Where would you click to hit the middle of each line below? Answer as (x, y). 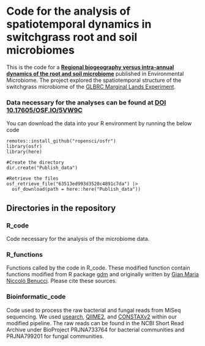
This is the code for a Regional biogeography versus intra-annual (90, 67)
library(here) (24, 152)
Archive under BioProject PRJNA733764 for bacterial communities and (95, 329)
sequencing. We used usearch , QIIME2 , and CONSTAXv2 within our (92, 317)
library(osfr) (24, 147)
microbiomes (40, 50)
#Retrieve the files (33, 179)
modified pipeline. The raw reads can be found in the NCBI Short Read (95, 323)
